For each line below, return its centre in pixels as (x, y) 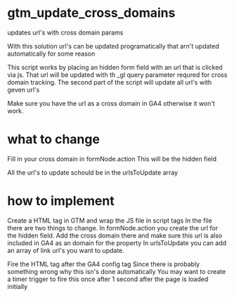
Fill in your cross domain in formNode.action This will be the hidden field (112, 159)
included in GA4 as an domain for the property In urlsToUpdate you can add (117, 243)
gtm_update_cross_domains (91, 13)
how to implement (61, 201)
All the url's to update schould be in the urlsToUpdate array (93, 172)
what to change (54, 139)
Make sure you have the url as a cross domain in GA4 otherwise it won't (111, 103)
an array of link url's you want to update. (66, 250)
